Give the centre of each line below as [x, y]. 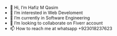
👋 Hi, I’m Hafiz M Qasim [34, 8]
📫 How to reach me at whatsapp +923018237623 [61, 28]
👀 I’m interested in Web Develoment [46, 13]
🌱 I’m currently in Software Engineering [50, 18]
